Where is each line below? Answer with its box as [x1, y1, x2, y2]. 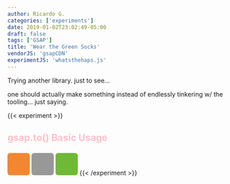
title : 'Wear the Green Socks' [7, 43, 100, 50]
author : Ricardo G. [7, 10, 66, 18]
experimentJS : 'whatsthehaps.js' [7, 57, 107, 64]
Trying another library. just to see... [7, 76, 110, 85]
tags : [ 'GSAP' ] [7, 37, 53, 44]
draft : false [7, 30, 46, 38]
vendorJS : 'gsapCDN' [7, 50, 69, 58]
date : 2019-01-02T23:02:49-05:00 [7, 23, 107, 31]
